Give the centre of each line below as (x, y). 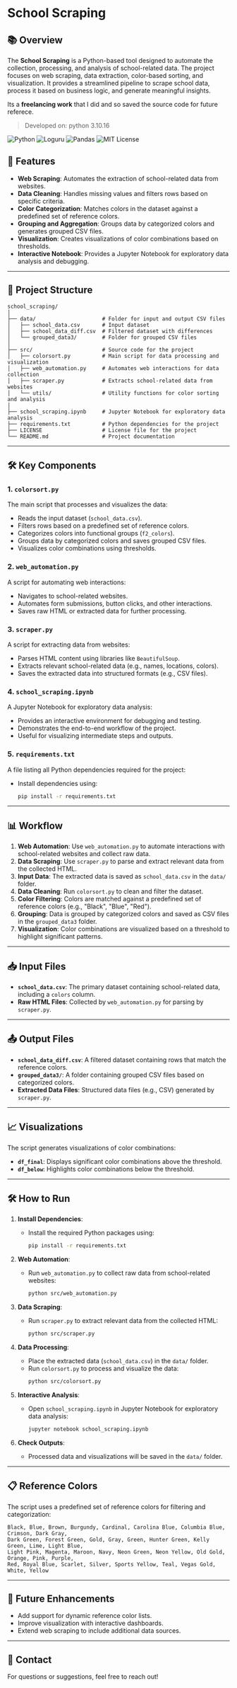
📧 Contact (30, 1659)
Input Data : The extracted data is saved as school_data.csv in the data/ (122, 877)
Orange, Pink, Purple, (41, 1558)
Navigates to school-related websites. (73, 596)
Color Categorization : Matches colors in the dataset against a (108, 208)
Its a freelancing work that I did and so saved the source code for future (113, 104)
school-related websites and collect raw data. (84, 854)
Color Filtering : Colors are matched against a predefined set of (109, 899)
